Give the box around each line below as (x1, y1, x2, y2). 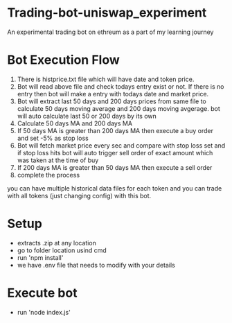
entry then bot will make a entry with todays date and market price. (17, 89, 209, 98)
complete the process (17, 171, 80, 179)
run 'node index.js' (17, 308, 71, 316)
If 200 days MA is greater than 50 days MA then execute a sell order (17, 163, 213, 171)
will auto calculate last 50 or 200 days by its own (17, 112, 157, 120)
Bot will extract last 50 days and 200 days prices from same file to (17, 97, 206, 105)
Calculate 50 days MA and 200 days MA (17, 119, 133, 128)
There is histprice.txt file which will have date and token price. (17, 75, 195, 83)
